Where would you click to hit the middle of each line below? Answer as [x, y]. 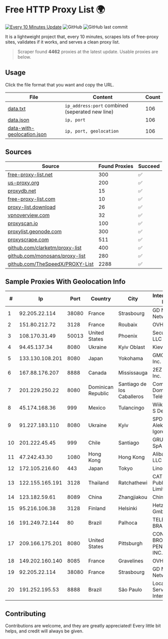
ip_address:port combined [96, 105]
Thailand [98, 483]
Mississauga [133, 373]
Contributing [25, 614]
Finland [97, 508]
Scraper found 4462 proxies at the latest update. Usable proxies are [88, 51]
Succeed [149, 166]
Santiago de [132, 384]
